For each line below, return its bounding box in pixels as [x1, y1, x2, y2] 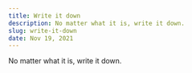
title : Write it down [8, 11, 81, 20]
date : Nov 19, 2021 [8, 34, 74, 43]
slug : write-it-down [8, 26, 78, 34]
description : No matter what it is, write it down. [8, 19, 185, 27]
